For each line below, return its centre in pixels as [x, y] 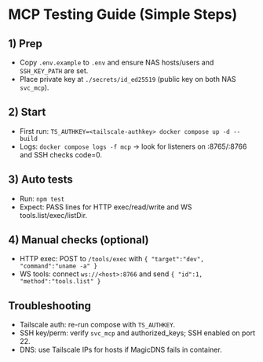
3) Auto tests [40, 180]
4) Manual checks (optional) [79, 240]
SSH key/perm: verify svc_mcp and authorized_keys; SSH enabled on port [137, 333]
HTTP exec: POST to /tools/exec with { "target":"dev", [111, 259]
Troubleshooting [50, 306]
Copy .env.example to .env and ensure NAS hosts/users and [117, 62]
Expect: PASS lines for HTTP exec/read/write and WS [106, 207]
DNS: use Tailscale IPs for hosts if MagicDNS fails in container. [121, 350]
